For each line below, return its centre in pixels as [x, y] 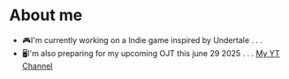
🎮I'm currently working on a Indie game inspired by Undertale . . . [142, 39]
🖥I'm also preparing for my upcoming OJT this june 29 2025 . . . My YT [151, 53]
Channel [37, 66]
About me [46, 15]
